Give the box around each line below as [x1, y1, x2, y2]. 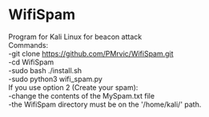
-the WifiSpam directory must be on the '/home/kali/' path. [8, 99, 202, 109]
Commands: [8, 40, 49, 49]
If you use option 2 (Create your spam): [8, 82, 139, 92]
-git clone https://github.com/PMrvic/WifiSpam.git [8, 49, 174, 58]
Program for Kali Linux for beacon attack [8, 32, 143, 41]
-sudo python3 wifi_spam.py [8, 74, 102, 84]
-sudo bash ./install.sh [8, 65, 82, 75]
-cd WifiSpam [8, 57, 54, 67]
